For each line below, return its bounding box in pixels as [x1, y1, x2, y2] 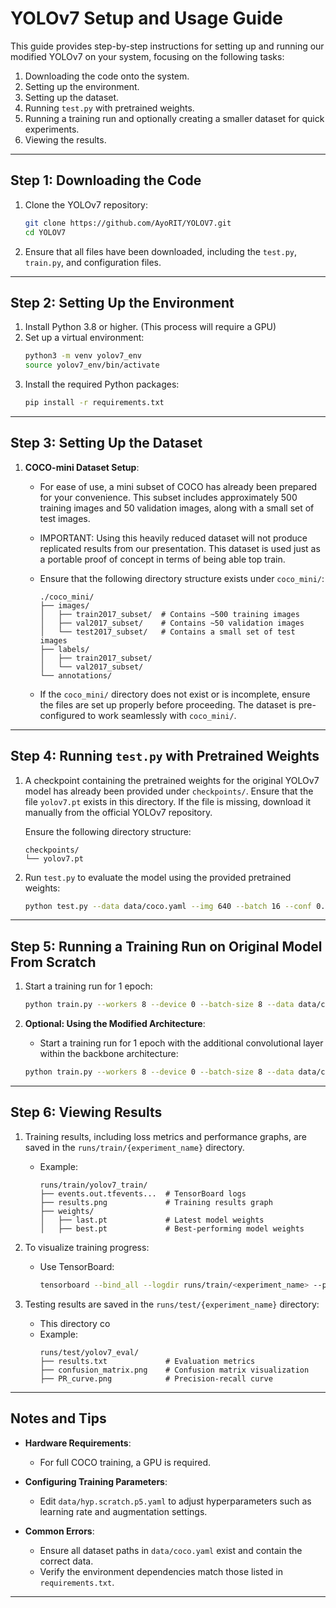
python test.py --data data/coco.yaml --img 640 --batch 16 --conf [24, 901, 312, 911]
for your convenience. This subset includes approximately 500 [39, 491, 298, 503]
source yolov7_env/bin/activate [24, 360, 160, 371]
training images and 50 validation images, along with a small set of [39, 502, 315, 514]
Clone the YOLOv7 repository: [24, 198, 149, 211]
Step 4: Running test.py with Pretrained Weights [10, 748, 320, 765]
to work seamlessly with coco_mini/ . [87, 709, 237, 721]
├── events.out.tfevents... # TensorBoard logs [39, 1188, 247, 1199]
